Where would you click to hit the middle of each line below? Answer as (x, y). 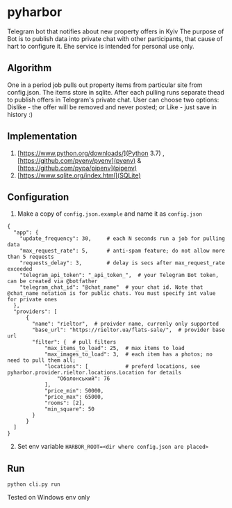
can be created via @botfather (52, 281)
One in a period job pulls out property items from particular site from (105, 85)
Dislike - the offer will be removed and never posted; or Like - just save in (112, 107)
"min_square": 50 (69, 409)
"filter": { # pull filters (74, 342)
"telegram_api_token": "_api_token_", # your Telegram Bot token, (119, 276)
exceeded (20, 269)
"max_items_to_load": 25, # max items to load (115, 349)
